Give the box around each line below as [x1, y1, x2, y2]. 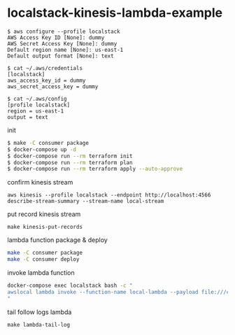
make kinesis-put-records [7, 224, 83, 231]
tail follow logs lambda [7, 308, 72, 316]
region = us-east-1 [7, 107, 64, 115]
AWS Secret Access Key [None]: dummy [7, 40, 117, 47]
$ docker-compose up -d [7, 145, 77, 153]
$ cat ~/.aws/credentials [7, 64, 83, 71]
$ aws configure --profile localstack [7, 28, 120, 35]
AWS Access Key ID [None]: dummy [7, 34, 105, 41]
